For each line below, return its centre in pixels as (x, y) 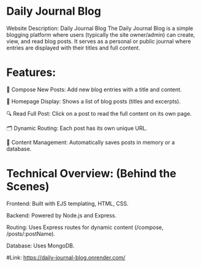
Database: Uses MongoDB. (40, 246)
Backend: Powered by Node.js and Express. (62, 215)
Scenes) (28, 186)
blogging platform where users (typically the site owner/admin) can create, (101, 34)
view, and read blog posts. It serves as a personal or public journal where (99, 41)
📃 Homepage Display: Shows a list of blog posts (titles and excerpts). (93, 101)
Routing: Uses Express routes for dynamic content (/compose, (85, 227)
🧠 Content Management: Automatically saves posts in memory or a (91, 142)
